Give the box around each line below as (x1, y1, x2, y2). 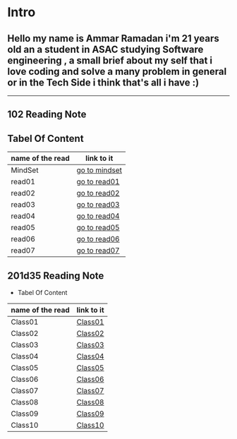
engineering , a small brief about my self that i (7, 54, 213, 66)
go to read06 (76, 234, 120, 244)
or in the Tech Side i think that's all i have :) (7, 76, 200, 88)
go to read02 (76, 188, 120, 198)
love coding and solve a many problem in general (7, 65, 227, 78)
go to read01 (76, 177, 120, 187)
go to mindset (76, 165, 122, 175)
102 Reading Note (7, 109, 87, 121)
